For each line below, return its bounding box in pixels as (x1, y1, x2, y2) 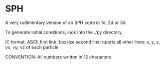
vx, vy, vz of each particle (5, 44, 59, 50)
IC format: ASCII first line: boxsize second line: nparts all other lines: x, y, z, (5, 38, 160, 45)
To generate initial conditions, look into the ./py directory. (5, 29, 123, 35)
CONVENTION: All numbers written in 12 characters (5, 53, 112, 60)
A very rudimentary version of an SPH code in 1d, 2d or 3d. (5, 19, 127, 25)
